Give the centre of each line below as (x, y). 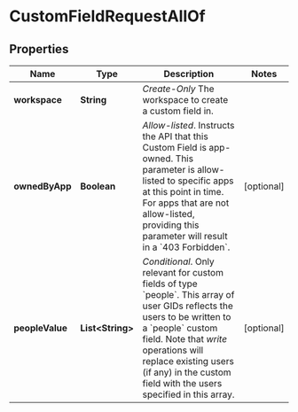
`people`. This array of (188, 295)
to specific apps (200, 181)
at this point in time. (183, 192)
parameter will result (185, 236)
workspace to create (185, 100)
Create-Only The (178, 89)
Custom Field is (174, 148)
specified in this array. (188, 394)
